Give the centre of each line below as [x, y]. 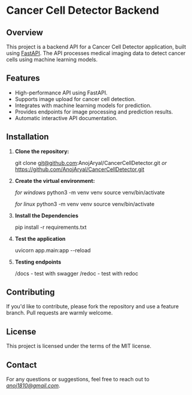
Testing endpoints [38, 262]
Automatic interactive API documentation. [66, 118]
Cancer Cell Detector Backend [83, 10]
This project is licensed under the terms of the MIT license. [79, 346]
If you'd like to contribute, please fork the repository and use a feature [93, 307]
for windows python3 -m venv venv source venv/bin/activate [90, 192]
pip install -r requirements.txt [51, 227]
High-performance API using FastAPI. [61, 93]
